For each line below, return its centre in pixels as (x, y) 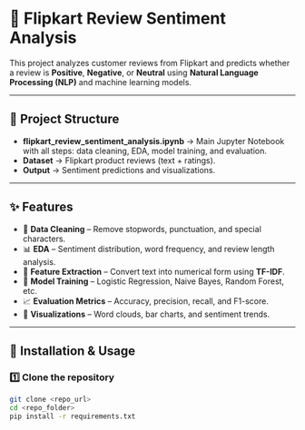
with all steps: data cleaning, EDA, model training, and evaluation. (145, 151)
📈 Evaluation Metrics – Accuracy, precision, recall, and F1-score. (146, 301)
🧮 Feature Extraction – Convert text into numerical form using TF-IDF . (153, 271)
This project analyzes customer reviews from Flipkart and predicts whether (150, 63)
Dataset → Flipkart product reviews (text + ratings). (119, 160)
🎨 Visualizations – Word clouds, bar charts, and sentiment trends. (146, 314)
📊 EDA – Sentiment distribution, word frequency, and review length (148, 249)
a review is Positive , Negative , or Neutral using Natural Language (134, 73)
